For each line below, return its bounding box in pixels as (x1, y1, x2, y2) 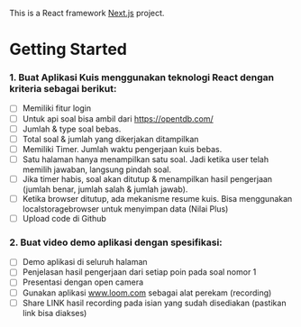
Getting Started (9, 40, 128, 59)
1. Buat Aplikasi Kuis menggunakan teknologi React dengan (9, 71, 275, 84)
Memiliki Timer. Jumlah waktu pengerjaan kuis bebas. (22, 143, 223, 154)
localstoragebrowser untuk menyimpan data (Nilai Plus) (22, 203, 229, 214)
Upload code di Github (22, 213, 106, 223)
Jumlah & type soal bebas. (22, 123, 122, 134)
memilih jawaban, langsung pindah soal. (22, 164, 171, 175)
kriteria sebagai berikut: (9, 83, 117, 95)
